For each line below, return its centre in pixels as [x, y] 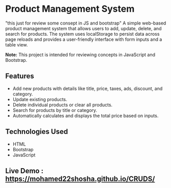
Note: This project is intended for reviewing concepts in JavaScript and [80, 55]
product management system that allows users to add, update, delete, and [83, 28]
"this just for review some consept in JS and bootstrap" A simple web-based [86, 23]
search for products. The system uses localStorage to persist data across [82, 34]
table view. [17, 44]
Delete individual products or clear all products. [63, 105]
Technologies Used [36, 132]
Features [20, 76]
